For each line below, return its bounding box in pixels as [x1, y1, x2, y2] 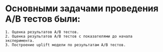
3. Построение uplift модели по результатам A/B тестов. [5, 42, 126, 47]
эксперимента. [5, 38, 35, 43]
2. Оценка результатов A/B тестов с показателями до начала [5, 34, 133, 39]
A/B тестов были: [5, 13, 81, 25]
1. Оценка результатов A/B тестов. [5, 29, 79, 34]
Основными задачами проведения [5, 3, 159, 14]
